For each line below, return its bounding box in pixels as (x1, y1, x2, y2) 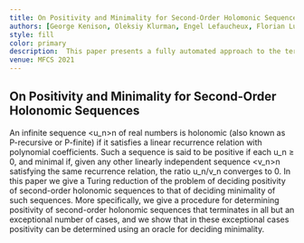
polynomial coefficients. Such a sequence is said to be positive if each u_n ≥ (9, 146, 295, 157)
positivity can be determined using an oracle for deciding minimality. (9, 223, 265, 234)
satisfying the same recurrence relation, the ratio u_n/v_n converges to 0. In (9, 165, 291, 177)
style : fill (9, 30, 54, 39)
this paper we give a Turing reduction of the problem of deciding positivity (9, 175, 287, 186)
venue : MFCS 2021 (9, 55, 75, 64)
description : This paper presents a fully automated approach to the (9, 47, 281, 56)
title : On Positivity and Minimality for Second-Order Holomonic (9, 13, 261, 23)
